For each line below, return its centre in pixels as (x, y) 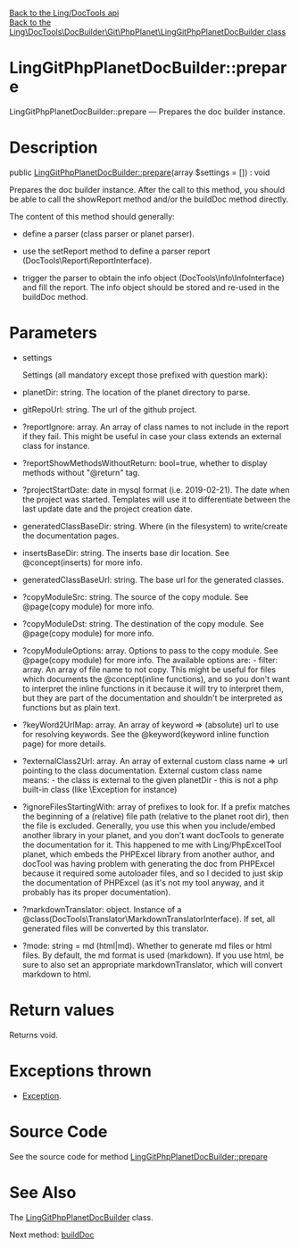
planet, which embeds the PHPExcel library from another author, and (148, 854)
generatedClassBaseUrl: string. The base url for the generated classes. (153, 579)
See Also (43, 1192)
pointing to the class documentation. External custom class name (142, 770)
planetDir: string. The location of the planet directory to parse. (136, 392)
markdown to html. (57, 974)
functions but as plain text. (71, 707)
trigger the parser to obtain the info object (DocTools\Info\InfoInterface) (154, 278)
